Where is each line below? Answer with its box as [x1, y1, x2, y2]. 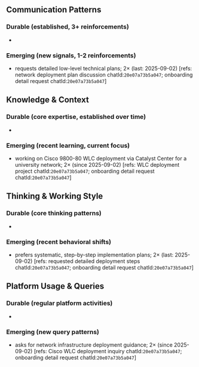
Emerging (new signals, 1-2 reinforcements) [6, 51, 136, 59]
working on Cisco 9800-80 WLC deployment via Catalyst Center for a [14, 155, 187, 162]
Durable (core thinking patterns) [6, 209, 102, 218]
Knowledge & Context [6, 95, 90, 105]
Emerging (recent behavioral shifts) [6, 237, 112, 246]
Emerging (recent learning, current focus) [6, 141, 130, 149]
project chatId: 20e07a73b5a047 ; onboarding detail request [14, 167, 155, 175]
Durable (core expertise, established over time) [6, 113, 146, 121]
